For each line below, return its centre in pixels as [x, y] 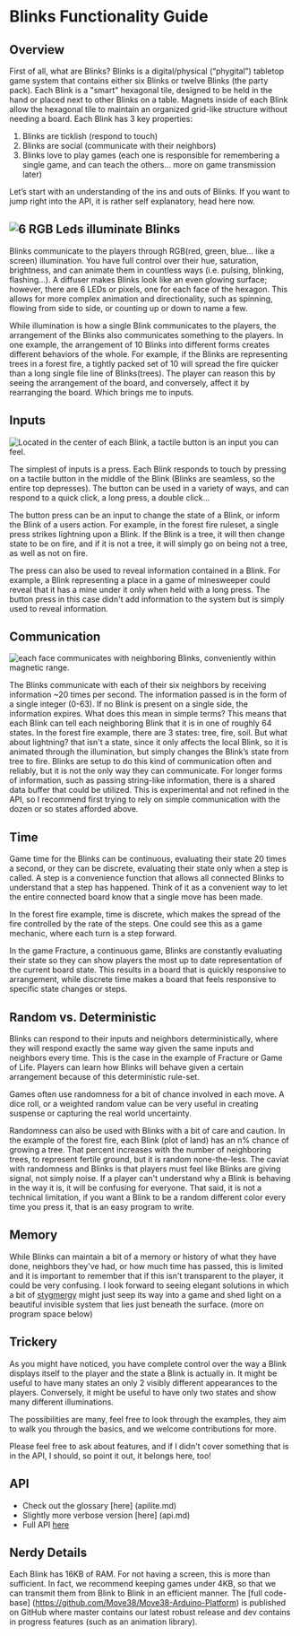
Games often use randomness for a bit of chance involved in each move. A [147, 1094]
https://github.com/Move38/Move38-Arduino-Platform [136, 1603]
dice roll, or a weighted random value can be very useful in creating [134, 1104]
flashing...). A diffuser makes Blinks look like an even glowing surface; [138, 279]
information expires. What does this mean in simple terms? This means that [148, 714]
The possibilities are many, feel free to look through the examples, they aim [148, 1419]
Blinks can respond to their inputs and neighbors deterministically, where [144, 1039]
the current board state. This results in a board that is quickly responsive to [148, 970]
